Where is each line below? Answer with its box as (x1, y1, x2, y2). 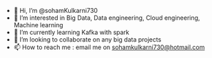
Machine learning (13, 21, 63, 29)
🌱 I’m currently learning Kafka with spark (13, 28, 129, 36)
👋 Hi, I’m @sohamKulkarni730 (13, 7, 98, 14)
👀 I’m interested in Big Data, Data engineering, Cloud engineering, (13, 14, 200, 22)
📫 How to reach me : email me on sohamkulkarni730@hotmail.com (13, 43, 205, 51)
